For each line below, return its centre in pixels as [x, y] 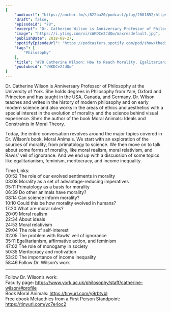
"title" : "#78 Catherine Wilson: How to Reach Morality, [76, 62]
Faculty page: [20, 282]
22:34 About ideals [25, 219]
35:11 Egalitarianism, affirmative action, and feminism [61, 241]
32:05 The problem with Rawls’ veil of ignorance [56, 235]
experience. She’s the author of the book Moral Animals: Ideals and [76, 118]
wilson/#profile [21, 288]
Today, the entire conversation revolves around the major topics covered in [84, 134]
